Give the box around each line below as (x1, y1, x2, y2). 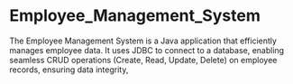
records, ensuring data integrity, (9, 64, 129, 75)
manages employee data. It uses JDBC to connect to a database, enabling (9, 44, 285, 55)
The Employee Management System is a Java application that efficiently (9, 35, 278, 46)
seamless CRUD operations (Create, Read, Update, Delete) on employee (9, 54, 278, 65)
